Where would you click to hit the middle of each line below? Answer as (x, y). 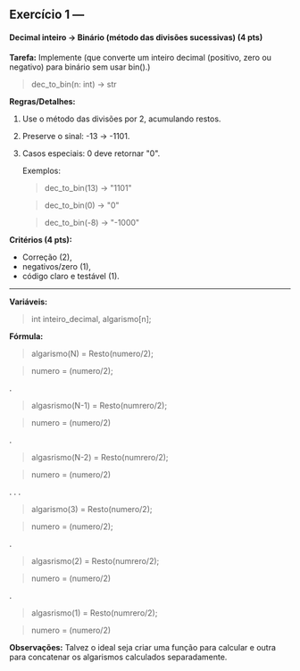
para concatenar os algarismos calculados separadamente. (118, 657)
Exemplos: (41, 170)
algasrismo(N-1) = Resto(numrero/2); (99, 405)
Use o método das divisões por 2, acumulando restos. (121, 119)
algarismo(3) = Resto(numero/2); (92, 509)
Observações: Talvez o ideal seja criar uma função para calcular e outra (143, 647)
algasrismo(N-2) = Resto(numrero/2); (100, 457)
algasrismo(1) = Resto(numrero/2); (94, 613)
